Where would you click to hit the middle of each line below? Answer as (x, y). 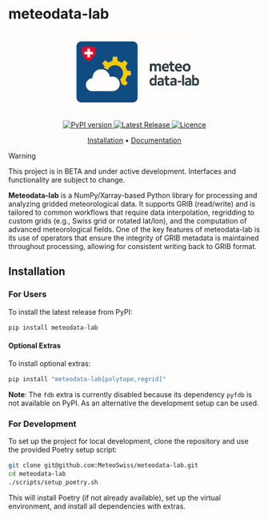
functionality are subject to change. (67, 179)
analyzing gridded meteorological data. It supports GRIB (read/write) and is (132, 203)
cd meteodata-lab (37, 473)
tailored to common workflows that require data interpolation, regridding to (131, 212)
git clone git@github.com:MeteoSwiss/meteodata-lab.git (103, 465)
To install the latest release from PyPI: (70, 312)
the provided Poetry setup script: (63, 449)
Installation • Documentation (134, 140)
